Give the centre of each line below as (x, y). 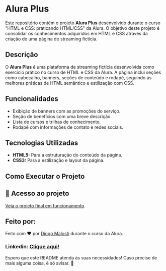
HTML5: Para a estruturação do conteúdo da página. (67, 155)
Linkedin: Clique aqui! (32, 247)
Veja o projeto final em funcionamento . (45, 205)
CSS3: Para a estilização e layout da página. (58, 160)
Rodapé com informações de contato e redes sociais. (68, 127)
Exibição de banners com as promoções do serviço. (66, 111)
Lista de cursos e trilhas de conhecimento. (57, 122)
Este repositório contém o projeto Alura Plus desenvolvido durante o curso (83, 23)
